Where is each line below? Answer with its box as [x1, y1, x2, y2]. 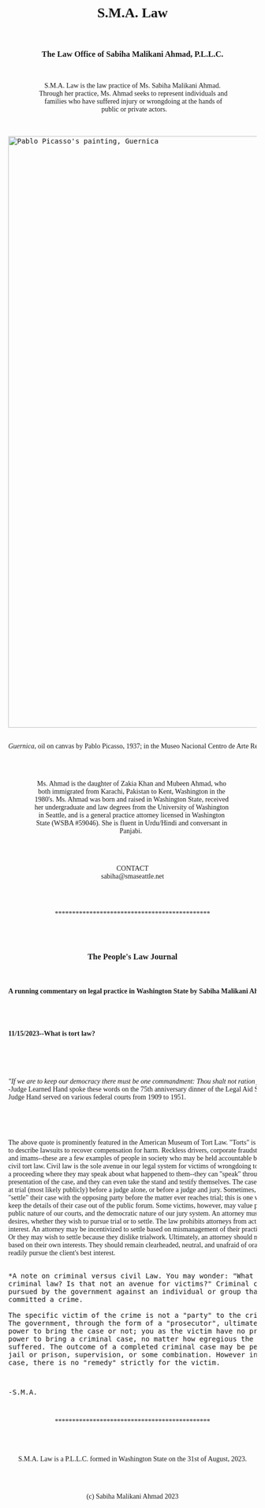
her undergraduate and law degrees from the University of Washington [34, 803, 230, 812]
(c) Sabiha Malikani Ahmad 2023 [86, 1492, 179, 1500]
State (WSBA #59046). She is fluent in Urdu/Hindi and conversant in [35, 819, 228, 827]
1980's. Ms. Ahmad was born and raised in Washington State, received [34, 795, 229, 804]
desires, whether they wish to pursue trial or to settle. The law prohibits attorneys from [8, 1217, 247, 1226]
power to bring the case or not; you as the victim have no [8, 1327, 246, 1335]
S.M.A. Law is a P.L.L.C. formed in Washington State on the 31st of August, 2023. [18, 1454, 247, 1463]
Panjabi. [119, 827, 143, 835]
